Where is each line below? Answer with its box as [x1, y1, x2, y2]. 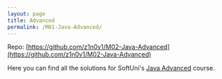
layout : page [7, 10, 46, 18]
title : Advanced [7, 17, 55, 24]
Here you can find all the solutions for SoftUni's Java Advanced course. [7, 64, 215, 73]
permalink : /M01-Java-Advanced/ [7, 23, 102, 30]
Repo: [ [7, 43, 29, 51]
